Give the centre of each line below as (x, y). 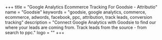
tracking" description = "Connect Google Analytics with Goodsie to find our (81, 22)
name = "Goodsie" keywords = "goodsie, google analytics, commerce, (76, 12)
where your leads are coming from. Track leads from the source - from (76, 27)
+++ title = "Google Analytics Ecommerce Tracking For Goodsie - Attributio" (81, 7)
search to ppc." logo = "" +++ (35, 33)
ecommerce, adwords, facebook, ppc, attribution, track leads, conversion (79, 17)
